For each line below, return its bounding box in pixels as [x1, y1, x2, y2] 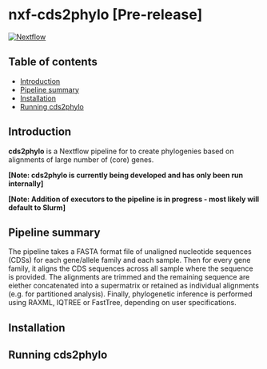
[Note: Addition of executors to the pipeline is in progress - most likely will [8, 194, 260, 204]
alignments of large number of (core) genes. [8, 154, 154, 165]
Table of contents [8, 55, 98, 69]
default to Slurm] [8, 202, 66, 212]
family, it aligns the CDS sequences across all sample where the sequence [8, 264, 253, 273]
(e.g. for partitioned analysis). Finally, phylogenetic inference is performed [8, 289, 253, 299]
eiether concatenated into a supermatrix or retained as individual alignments [8, 281, 260, 291]
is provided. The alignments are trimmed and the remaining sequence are [8, 272, 250, 282]
